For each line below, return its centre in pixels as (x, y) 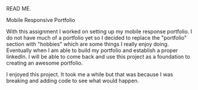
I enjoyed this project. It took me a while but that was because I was (90, 74)
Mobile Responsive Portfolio (41, 20)
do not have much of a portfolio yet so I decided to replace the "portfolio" (97, 38)
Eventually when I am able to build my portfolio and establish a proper (92, 50)
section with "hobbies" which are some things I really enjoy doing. (88, 44)
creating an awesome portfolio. (45, 63)
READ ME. (19, 9)
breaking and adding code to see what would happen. (73, 81)
